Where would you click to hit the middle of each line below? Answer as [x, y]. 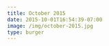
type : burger [26, 32]
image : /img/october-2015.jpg [50, 26]
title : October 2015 [37, 13]
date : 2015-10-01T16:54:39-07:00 [55, 20]
